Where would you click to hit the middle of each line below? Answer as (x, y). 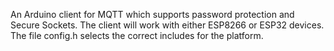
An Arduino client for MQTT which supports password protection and (152, 14)
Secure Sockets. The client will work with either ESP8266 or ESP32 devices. (167, 25)
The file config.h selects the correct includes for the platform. (137, 35)
